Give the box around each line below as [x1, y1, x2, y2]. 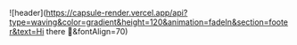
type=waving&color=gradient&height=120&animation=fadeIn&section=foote [9, 17, 288, 27]
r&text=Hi [9, 26, 45, 36]
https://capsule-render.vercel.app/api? [45, 8, 188, 18]
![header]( [9, 8, 46, 18]
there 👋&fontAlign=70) [45, 26, 128, 36]
